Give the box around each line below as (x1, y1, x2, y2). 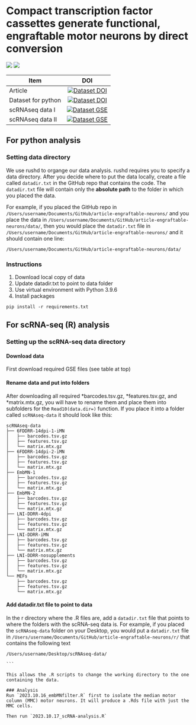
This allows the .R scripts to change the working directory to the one (6, 672, 189, 678)
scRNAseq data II (9, 115, 57, 123)
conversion (6, 42, 63, 56)
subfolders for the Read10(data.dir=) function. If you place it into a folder (6, 405, 185, 412)
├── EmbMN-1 (6, 470, 36, 475)
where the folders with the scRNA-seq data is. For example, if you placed (6, 621, 185, 628)
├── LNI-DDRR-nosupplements (6, 552, 76, 558)
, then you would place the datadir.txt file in (40, 222, 151, 229)
